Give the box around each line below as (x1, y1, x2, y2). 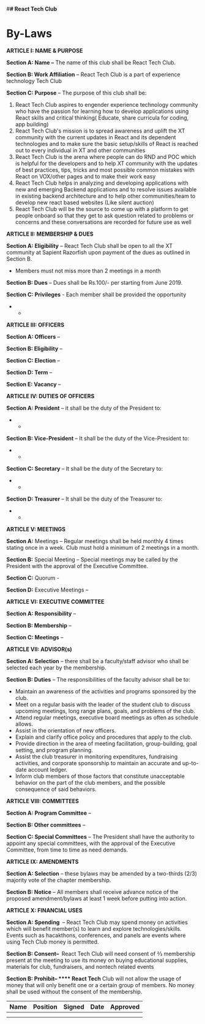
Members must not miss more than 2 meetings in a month (15, 267, 161, 274)
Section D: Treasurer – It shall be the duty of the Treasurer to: (6, 495, 163, 502)
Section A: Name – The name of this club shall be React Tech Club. (6, 58, 176, 66)
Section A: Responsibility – (6, 610, 76, 617)
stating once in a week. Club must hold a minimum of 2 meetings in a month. (6, 544, 199, 551)
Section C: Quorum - (6, 574, 59, 582)
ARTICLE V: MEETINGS (6, 525, 66, 533)
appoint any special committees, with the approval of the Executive (6, 839, 176, 847)
